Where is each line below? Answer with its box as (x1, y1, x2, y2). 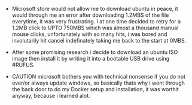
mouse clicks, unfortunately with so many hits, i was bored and (11, 31, 167, 38)
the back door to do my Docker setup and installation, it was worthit (11, 86, 179, 92)
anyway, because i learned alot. (11, 92, 90, 99)
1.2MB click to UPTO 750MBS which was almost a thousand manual (11, 24, 179, 31)
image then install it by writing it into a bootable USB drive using (11, 55, 170, 62)
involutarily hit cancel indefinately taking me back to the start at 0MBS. (11, 37, 187, 44)
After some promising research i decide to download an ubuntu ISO (11, 49, 178, 56)
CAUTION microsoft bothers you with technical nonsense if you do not (11, 73, 186, 80)
